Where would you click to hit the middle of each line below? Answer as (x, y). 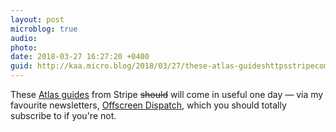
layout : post (37, 19)
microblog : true (44, 29)
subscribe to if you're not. (63, 115)
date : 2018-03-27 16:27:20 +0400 (80, 57)
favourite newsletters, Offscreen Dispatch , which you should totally (148, 105)
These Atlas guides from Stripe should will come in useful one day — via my (167, 94)
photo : (24, 47)
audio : (24, 38)
